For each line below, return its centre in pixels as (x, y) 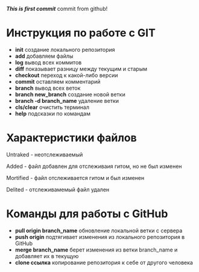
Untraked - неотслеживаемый (45, 154)
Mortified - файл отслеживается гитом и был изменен (75, 178)
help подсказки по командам (52, 113)
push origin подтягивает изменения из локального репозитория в (100, 236)
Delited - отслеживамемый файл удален (58, 190)
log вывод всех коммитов (48, 62)
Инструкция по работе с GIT (81, 33)
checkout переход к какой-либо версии (67, 75)
